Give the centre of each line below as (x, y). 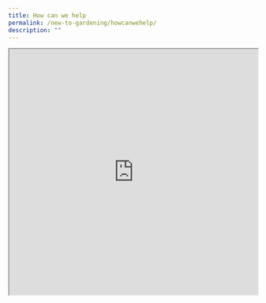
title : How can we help (47, 15)
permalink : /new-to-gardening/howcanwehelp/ (82, 23)
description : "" (35, 30)
